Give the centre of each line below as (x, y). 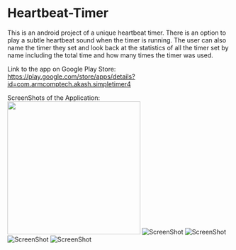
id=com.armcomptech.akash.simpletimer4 (69, 84)
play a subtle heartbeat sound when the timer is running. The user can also (117, 40)
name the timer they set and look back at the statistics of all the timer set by (118, 47)
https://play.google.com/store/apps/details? (72, 76)
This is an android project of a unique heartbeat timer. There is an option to (117, 33)
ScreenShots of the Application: (54, 98)
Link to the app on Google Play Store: (62, 69)
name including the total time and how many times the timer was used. (111, 55)
